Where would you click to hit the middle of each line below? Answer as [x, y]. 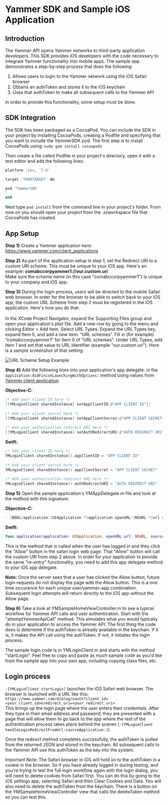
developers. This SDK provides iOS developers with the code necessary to [82, 56]
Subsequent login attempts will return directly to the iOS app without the [79, 593]
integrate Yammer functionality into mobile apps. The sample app [72, 61]
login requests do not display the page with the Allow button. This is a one [81, 582]
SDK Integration [30, 118]
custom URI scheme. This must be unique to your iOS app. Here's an [76, 266]
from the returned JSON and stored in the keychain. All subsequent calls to [82, 744]
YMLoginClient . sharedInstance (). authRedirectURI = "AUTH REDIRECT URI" [81, 484]
